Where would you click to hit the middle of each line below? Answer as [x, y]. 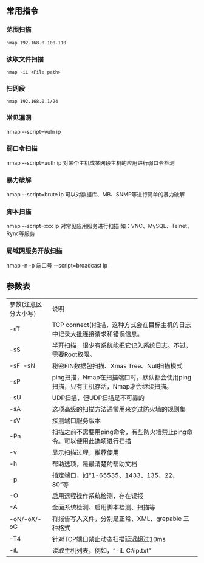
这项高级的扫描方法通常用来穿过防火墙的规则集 [119, 409]
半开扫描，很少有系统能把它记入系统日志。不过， [122, 345]
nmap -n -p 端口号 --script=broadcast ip [57, 265]
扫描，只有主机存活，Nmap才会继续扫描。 [112, 386]
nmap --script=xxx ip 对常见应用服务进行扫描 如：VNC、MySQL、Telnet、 [99, 226]
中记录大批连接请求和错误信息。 [98, 334]
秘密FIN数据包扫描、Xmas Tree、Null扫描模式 [117, 365]
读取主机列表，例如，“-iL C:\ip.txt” [102, 550]
